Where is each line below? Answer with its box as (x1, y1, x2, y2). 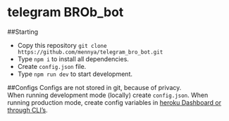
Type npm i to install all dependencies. (17, 54, 129, 63)
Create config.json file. (17, 62, 87, 70)
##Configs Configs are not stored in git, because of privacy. (7, 83, 182, 91)
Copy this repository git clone (17, 41, 107, 49)
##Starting (7, 27, 39, 36)
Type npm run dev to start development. (17, 70, 132, 78)
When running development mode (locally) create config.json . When (7, 91, 209, 99)
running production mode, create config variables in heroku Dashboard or (7, 98, 222, 106)
